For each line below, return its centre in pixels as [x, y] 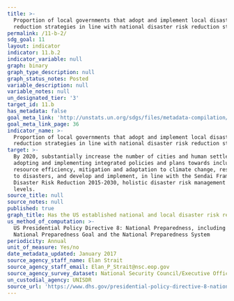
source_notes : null [36, 202]
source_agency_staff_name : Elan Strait [65, 260]
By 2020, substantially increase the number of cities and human [110, 157]
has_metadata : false [37, 111]
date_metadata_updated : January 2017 [62, 254]
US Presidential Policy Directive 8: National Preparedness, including [120, 228]
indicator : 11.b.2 [34, 53]
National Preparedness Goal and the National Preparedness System [112, 235]
